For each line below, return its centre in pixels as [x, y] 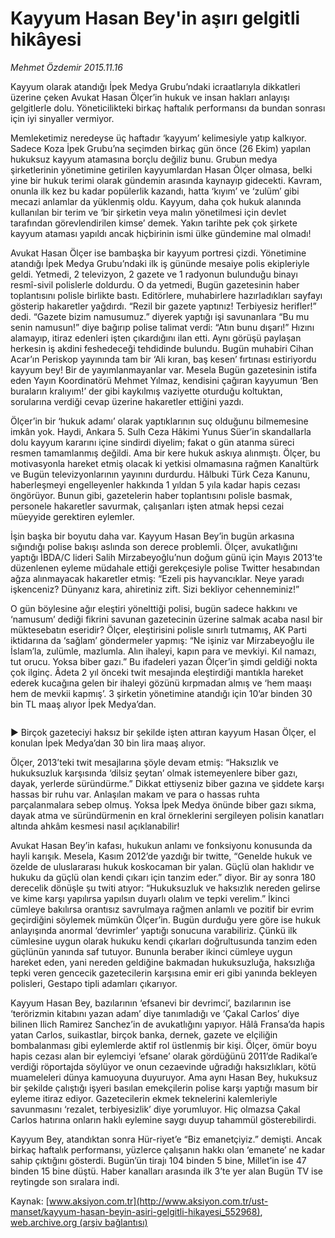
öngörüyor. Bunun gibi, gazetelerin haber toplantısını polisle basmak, [151, 495]
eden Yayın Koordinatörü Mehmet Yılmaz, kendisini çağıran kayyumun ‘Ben [164, 380]
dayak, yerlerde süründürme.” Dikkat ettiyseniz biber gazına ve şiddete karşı [167, 783]
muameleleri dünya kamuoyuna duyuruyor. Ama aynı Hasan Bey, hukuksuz [164, 1077]
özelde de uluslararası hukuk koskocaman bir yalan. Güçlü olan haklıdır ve [162, 866]
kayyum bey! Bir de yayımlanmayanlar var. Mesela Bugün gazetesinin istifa [164, 369]
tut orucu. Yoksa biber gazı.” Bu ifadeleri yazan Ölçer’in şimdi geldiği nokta [164, 661]
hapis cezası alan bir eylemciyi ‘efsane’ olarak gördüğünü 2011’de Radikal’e [164, 1056]
